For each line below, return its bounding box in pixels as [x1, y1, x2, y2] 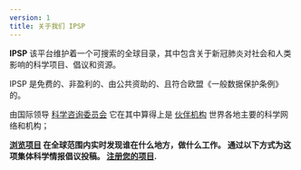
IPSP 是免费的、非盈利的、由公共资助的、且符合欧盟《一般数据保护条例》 [9, 78, 284, 89]
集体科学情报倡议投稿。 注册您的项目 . [16, 150, 158, 161]
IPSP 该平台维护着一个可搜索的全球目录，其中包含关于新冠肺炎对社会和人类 [9, 47, 292, 59]
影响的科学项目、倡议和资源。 [9, 59, 121, 70]
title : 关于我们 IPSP [9, 22, 86, 31]
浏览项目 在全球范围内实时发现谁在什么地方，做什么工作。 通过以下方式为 [9, 139, 284, 150]
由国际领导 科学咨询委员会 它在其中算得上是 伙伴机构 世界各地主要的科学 [9, 109, 281, 119]
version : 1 [9, 13, 51, 23]
